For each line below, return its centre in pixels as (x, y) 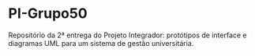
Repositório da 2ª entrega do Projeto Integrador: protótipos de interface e (127, 35)
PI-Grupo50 (48, 14)
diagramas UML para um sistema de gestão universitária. (101, 43)
